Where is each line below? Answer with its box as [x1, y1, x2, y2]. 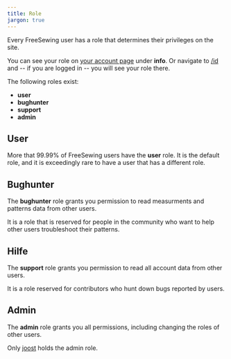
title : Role [7, 10, 42, 17]
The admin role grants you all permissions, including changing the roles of [7, 323, 220, 331]
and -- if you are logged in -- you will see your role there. [7, 64, 171, 72]
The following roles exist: [7, 77, 79, 85]
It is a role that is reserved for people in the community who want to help [7, 218, 215, 226]
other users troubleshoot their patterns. [7, 225, 120, 234]
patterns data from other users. [7, 204, 97, 213]
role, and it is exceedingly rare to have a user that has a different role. [7, 159, 206, 167]
